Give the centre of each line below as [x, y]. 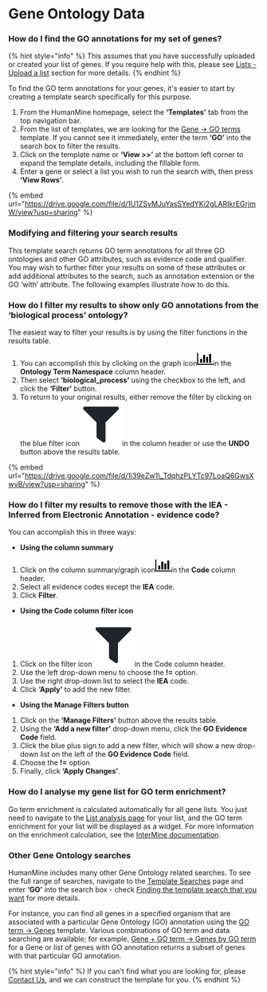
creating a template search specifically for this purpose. [100, 97]
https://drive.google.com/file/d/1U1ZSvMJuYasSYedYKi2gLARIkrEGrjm [140, 204]
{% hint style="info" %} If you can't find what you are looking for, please [127, 971]
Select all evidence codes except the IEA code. [97, 587]
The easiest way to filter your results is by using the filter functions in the [128, 332]
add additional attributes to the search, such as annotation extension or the [132, 276]
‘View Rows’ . [42, 180]
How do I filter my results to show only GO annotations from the [133, 305]
